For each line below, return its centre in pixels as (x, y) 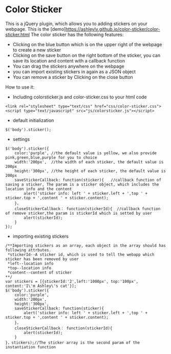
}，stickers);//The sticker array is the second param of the (72, 342)
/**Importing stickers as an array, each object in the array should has (86, 245)
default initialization (33, 120)
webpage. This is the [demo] (36, 29)
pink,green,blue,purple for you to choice (51, 157)
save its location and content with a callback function (69, 60)
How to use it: (20, 87)
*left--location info (30, 263)
